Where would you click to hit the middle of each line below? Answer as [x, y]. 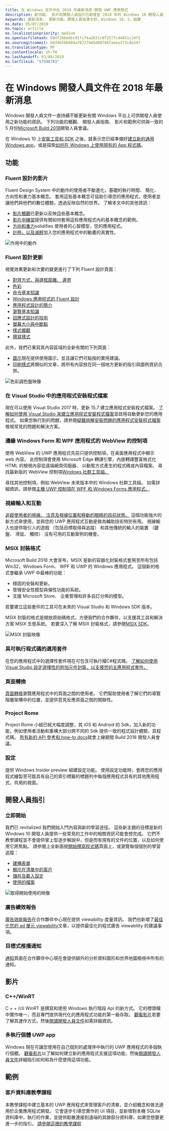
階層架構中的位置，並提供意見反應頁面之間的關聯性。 [60, 699]
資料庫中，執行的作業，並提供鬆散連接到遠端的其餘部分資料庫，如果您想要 [82, 1117]
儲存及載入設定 [28, 876]
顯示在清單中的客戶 [32, 870]
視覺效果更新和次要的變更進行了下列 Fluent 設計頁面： [61, 269]
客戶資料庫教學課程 [28, 1093]
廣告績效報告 [21, 907]
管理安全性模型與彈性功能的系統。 [48, 590]
